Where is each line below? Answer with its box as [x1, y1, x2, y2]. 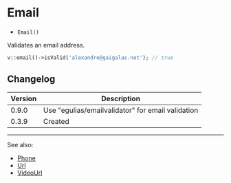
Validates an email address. [7, 41, 85, 49]
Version [10, 94, 37, 103]
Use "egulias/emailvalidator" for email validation [43, 105, 199, 115]
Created [43, 116, 70, 126]
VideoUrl [16, 169, 43, 177]
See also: [7, 140, 34, 149]
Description [100, 94, 141, 103]
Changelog [7, 74, 56, 85]
